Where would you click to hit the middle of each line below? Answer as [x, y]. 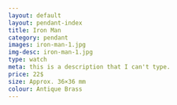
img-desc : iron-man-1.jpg [50, 52]
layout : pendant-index [45, 23]
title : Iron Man [35, 30]
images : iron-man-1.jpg [47, 45]
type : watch [28, 60]
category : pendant [38, 37]
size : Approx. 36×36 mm [47, 81]
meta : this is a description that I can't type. [89, 67]
